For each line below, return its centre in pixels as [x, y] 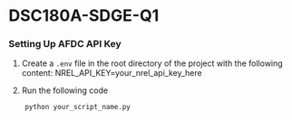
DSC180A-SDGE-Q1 [84, 16]
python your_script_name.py [78, 107]
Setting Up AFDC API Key [65, 44]
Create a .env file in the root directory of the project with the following [152, 63]
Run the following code [65, 90]
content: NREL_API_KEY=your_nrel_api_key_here [112, 73]
